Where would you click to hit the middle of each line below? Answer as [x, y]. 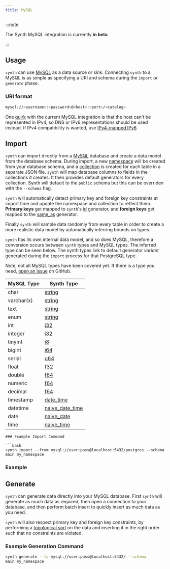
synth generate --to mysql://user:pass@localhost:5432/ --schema [76, 557]
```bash [13, 446]
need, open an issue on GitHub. [38, 271]
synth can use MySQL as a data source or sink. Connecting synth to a [78, 72]
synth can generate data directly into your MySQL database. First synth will [84, 496]
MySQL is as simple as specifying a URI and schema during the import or [82, 78]
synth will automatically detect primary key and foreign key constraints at [82, 198]
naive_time [57, 425]
